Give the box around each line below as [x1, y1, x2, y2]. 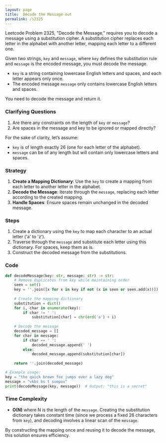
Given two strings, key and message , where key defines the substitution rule [5, 56, 157, 62]
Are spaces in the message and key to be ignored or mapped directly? [12, 125, 156, 131]
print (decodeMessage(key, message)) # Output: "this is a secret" [5, 383, 148, 389]
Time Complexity [5, 395, 48, 402]
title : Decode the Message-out [5, 12, 72, 17]
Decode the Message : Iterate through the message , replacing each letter [12, 189, 159, 195]
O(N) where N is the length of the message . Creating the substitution [12, 407, 150, 413]
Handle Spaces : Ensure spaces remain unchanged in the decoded [12, 199, 149, 205]
